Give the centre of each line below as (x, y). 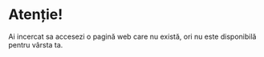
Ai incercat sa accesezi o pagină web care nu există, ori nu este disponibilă (132, 36)
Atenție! (36, 15)
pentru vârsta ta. (36, 44)
